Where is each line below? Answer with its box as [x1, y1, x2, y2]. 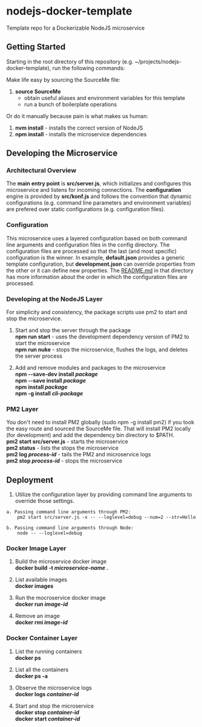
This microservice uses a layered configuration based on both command [6, 234, 187, 242]
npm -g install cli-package [15, 390, 83, 397]
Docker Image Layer [6, 544, 67, 553]
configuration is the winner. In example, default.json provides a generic [6, 254, 185, 261]
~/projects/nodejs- [134, 58, 182, 65]
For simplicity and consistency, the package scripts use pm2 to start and [6, 309, 187, 316]
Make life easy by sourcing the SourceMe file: [6, 76, 121, 83]
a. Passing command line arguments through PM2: [6, 509, 131, 515]
